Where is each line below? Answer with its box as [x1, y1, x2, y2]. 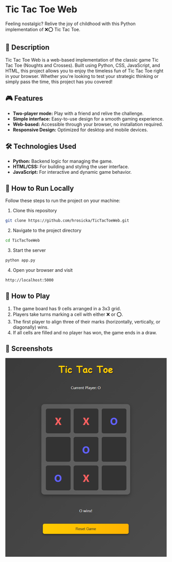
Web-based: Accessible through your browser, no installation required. [12, 121, 163, 127]
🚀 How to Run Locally [5, 184, 74, 193]
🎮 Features [5, 94, 44, 103]
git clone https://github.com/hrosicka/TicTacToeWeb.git [5, 218, 130, 224]
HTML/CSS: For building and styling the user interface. [12, 164, 130, 170]
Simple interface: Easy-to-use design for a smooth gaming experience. [12, 115, 164, 122]
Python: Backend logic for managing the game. [12, 158, 113, 165]
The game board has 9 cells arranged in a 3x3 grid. [12, 305, 121, 311]
